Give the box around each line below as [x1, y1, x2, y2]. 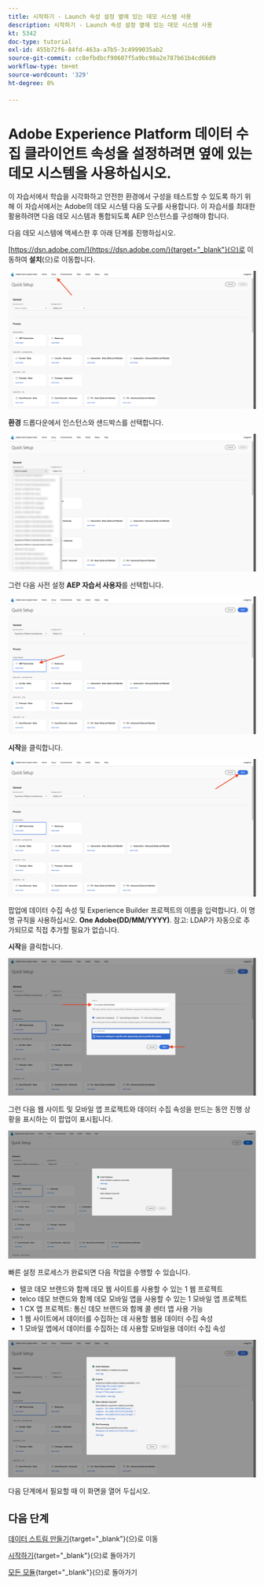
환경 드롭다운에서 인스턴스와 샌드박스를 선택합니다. [8, 418, 164, 427]
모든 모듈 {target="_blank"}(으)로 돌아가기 [8, 1567, 137, 1576]
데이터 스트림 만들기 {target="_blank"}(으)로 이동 [8, 1534, 159, 1543]
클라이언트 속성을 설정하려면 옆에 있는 [24, 144, 253, 162]
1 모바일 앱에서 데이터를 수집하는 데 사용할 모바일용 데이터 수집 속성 [19, 1324, 226, 1334]
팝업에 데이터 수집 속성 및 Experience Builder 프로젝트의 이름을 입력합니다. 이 [8, 905, 247, 914]
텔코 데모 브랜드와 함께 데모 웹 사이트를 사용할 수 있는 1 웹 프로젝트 [19, 1285, 224, 1294]
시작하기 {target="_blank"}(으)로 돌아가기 [8, 1550, 136, 1560]
